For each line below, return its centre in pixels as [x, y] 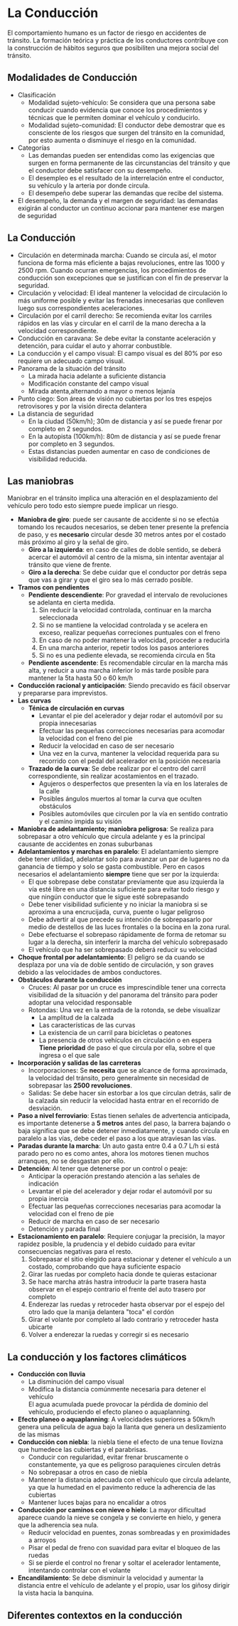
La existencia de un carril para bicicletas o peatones [115, 1033]
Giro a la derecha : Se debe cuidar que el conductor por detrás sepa [128, 573]
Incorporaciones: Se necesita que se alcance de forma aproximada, [128, 1071]
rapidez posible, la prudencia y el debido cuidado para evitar [106, 1244]
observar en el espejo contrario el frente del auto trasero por [117, 1289]
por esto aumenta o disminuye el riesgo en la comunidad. [112, 140]
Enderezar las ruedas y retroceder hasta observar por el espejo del [126, 1304]
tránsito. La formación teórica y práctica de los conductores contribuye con [118, 40]
